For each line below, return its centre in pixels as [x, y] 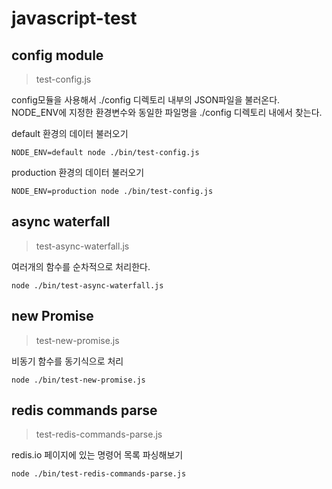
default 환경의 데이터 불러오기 [70, 133]
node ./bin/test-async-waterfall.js [87, 285]
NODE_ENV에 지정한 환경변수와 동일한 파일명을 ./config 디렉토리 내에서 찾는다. [167, 112]
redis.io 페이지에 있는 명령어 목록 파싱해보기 [97, 455]
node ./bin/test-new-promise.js [78, 380]
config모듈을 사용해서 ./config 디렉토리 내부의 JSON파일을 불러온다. [146, 100]
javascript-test [74, 18]
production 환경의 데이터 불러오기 [78, 172]
